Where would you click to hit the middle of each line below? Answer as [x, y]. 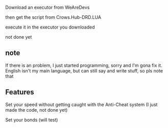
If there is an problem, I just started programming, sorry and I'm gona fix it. [84, 65]
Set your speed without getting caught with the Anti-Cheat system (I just [81, 105]
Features [20, 92]
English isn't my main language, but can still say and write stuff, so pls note [84, 70]
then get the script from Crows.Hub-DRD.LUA [53, 17]
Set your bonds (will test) [32, 120]
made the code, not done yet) [37, 110]
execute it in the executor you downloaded [50, 27]
